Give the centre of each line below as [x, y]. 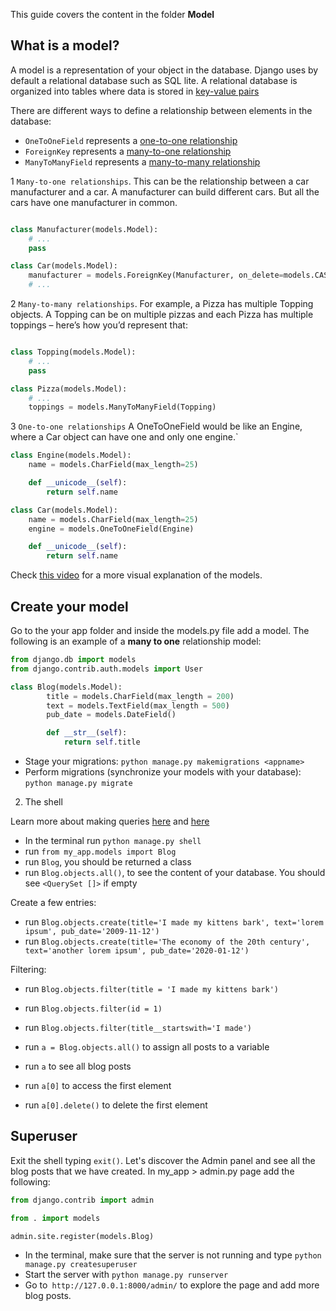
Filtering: [28, 969]
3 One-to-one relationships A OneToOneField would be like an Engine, [156, 426]
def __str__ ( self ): [87, 733]
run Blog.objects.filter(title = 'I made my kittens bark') [151, 988]
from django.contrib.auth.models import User [106, 669]
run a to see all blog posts [78, 1066]
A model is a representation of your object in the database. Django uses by [164, 70]
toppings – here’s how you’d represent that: [99, 325]
